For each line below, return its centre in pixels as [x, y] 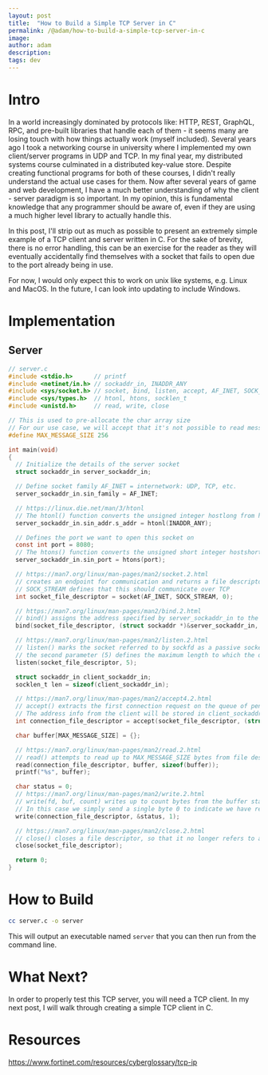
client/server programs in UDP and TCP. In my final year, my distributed [126, 156]
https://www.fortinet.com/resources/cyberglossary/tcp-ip [103, 1062]
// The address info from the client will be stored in [110, 714]
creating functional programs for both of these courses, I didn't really [122, 173]
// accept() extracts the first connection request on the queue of [132, 707]
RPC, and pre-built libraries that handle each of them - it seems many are [128, 130]
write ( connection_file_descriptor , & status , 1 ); [98, 816]
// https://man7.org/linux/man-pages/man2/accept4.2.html [114, 699]
